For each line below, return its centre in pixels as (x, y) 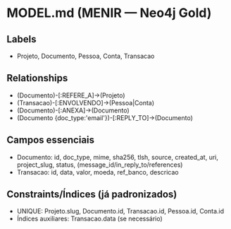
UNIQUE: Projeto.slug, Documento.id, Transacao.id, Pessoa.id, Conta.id (120, 211)
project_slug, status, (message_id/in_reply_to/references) (100, 165)
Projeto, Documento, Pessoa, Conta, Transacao (86, 56)
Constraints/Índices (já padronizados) (92, 195)
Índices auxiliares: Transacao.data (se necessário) (89, 219)
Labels (21, 39)
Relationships (37, 78)
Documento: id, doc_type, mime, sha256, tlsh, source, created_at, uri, (118, 157)
